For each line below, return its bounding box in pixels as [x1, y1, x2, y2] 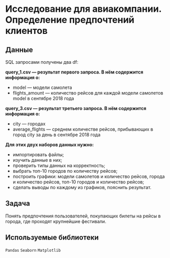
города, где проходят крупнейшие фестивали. [5, 218, 107, 224]
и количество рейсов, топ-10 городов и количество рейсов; [12, 179, 144, 185]
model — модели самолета [12, 84, 73, 90]
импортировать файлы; [12, 152, 64, 157]
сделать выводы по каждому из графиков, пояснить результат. [12, 185, 152, 190]
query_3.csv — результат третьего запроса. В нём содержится [5, 105, 147, 111]
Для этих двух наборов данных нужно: [5, 142, 94, 148]
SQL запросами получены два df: [5, 59, 78, 65]
